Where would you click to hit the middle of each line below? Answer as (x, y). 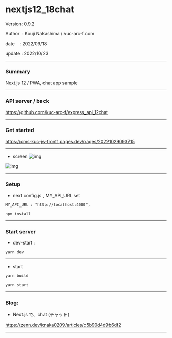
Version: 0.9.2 (20, 24)
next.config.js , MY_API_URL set (46, 196)
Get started (20, 130)
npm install (18, 214)
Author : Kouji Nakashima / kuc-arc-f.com (50, 33)
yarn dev (15, 252)
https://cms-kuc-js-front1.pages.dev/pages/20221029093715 (70, 141)
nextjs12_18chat (40, 10)
